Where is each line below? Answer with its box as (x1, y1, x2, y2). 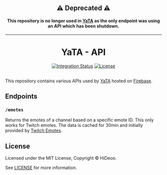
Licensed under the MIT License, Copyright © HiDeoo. (5, 155, 117, 161)
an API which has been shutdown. (48, 23, 119, 29)
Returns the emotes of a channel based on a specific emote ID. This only (5, 117, 154, 123)
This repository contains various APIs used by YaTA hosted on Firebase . (5, 78, 153, 84)
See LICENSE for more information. (5, 165, 77, 171)
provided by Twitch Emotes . (5, 127, 63, 133)
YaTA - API (61, 47, 106, 58)
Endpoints (5, 92, 38, 101)
